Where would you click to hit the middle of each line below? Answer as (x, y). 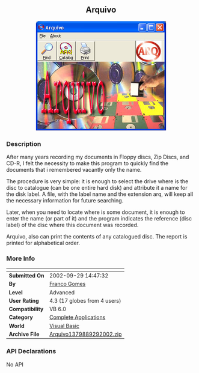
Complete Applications (77, 317)
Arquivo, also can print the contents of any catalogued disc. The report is (97, 237)
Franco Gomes (67, 284)
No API (15, 364)
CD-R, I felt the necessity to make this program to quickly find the (87, 163)
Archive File (24, 334)
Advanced (62, 292)
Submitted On (26, 276)
